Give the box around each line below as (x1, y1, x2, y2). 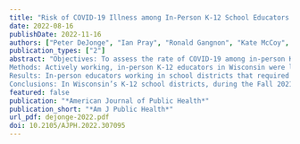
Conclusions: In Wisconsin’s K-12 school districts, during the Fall (9, 80, 274, 89)
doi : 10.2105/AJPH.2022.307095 (9, 122, 126, 131)
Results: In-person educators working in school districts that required (9, 72, 290, 80)
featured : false (9, 88, 70, 97)
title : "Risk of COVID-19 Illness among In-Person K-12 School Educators (9, 13, 290, 22)
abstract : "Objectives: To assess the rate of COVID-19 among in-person (9, 55, 286, 64)
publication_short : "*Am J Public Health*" (9, 105, 174, 114)
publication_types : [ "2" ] (9, 47, 105, 55)
